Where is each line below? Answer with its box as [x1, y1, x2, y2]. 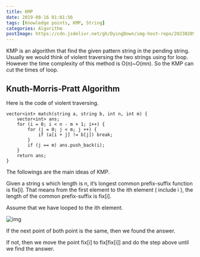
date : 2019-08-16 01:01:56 [6, 14, 73, 20]
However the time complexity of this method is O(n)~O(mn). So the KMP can [6, 60, 194, 67]
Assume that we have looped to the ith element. [6, 204, 123, 211]
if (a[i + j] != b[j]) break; [37, 132, 113, 138]
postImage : [6, 31, 33, 37]
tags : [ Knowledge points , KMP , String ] [6, 20, 105, 26]
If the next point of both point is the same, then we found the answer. [6, 227, 176, 234]
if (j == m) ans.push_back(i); [27, 142, 105, 148]
